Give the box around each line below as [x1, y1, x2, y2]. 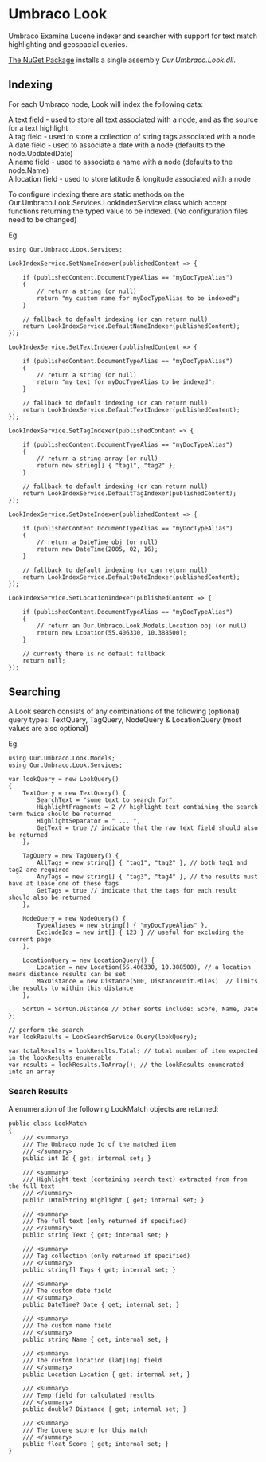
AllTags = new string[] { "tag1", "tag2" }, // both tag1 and [37, 858, 248, 866]
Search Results [8, 1086, 68, 1097]
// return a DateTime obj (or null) [37, 538, 158, 546]
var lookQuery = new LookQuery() [8, 775, 119, 783]
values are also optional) [8, 723, 89, 733]
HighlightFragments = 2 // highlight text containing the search [37, 803, 259, 811]
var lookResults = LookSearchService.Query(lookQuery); [8, 1033, 198, 1041]
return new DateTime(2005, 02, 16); [37, 545, 158, 553]
